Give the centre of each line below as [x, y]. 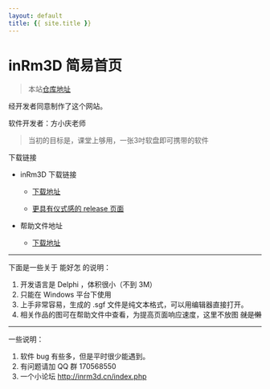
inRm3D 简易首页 [65, 66]
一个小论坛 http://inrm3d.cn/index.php [83, 377]
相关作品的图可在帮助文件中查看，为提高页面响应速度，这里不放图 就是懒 [141, 315]
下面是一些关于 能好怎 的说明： [59, 268]
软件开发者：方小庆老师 [47, 123]
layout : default [35, 16]
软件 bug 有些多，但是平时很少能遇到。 [85, 356]
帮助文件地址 [41, 226]
